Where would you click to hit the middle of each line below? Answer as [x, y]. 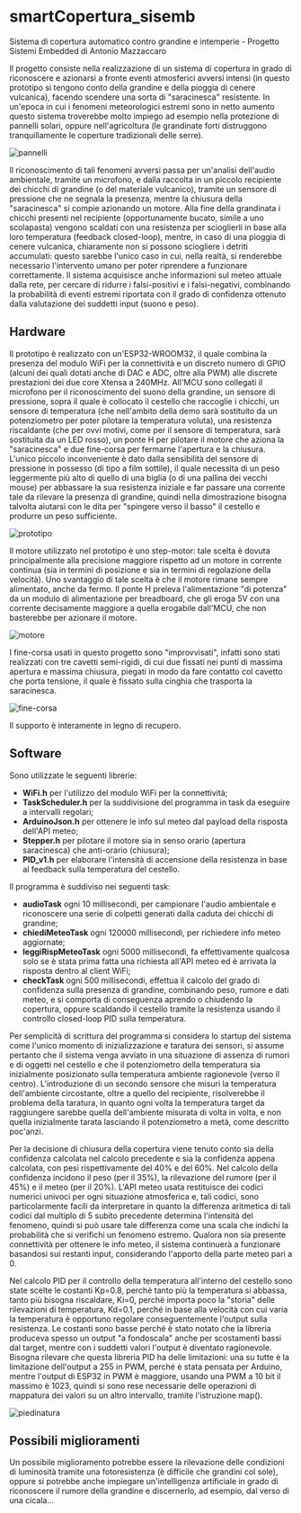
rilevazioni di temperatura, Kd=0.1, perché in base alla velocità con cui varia [149, 1309]
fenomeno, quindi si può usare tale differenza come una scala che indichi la [149, 1225]
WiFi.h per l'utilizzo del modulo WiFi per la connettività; [125, 792]
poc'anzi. [27, 1131]
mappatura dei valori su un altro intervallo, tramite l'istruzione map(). [136, 1395]
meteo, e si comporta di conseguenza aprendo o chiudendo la [137, 999]
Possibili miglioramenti [75, 1441]
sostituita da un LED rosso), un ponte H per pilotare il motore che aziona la [147, 439]
